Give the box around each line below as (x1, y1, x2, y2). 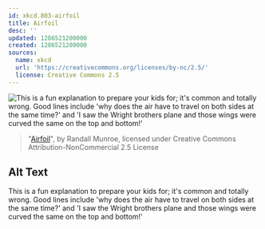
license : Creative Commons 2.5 (15, 71, 120, 79)
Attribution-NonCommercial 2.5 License (27, 142, 160, 152)
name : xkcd (15, 57, 52, 65)
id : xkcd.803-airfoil (8, 11, 81, 20)
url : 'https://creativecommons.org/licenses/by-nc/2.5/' (15, 64, 209, 72)
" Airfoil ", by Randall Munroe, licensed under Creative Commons (27, 133, 237, 144)
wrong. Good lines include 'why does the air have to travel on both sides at (8, 195, 255, 204)
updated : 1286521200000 (8, 34, 88, 42)
